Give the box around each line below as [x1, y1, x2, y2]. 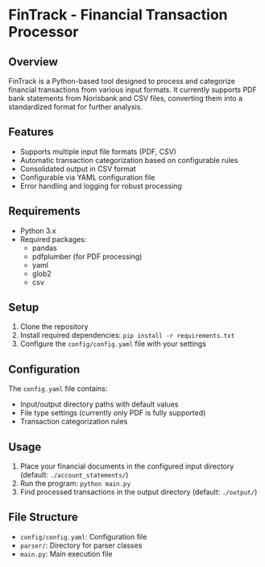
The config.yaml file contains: [8, 384, 108, 394]
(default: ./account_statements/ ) [19, 470, 129, 480]
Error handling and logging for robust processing [19, 181, 183, 190]
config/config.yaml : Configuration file [19, 532, 147, 541]
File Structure [8, 511, 78, 524]
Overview [8, 55, 59, 69]
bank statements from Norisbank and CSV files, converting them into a [8, 94, 243, 102]
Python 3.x [19, 226, 56, 236]
